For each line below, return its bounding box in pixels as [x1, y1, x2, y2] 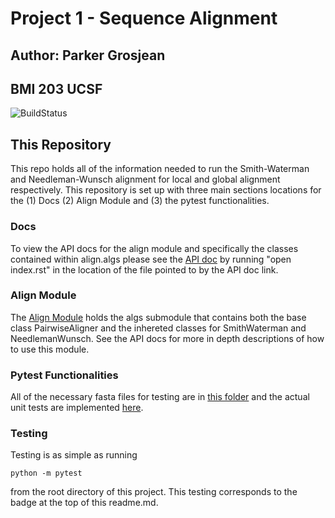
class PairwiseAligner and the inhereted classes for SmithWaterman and [10, 322, 307, 334]
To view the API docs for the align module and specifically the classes [10, 242, 299, 254]
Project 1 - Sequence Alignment [10, 7, 278, 30]
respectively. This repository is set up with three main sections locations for [10, 184, 322, 196]
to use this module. [10, 343, 90, 355]
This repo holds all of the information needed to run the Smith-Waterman [10, 163, 310, 175]
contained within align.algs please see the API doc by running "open [10, 253, 292, 265]
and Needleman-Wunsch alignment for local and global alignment [10, 173, 281, 186]
